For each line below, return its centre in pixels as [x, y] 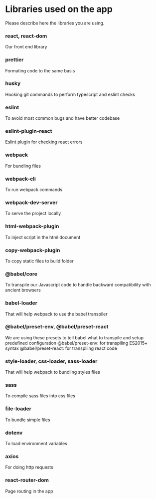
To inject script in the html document [43, 237]
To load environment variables [36, 443]
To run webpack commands [34, 190]
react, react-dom [26, 36]
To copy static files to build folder [39, 261]
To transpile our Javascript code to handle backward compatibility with [78, 285]
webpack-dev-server [31, 202]
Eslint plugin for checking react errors [44, 142]
